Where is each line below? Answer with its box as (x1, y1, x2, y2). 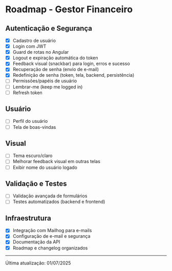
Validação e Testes (5, 179, 67, 188)
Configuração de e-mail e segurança (12, 233, 91, 239)
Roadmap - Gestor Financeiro (5, 4, 133, 15)
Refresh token (12, 89, 42, 96)
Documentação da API (12, 239, 60, 245)
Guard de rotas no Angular (12, 49, 69, 55)
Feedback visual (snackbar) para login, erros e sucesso (12, 60, 131, 67)
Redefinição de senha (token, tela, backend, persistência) (12, 72, 135, 78)
